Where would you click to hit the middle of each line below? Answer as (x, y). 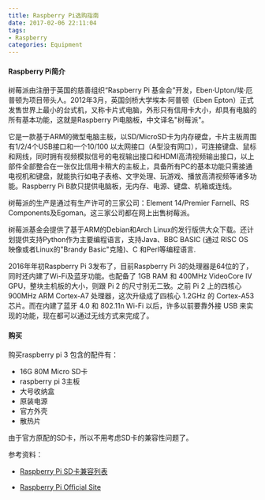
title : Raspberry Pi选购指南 (54, 15)
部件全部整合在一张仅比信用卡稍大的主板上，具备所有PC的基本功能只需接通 (131, 166)
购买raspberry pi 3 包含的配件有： (63, 354)
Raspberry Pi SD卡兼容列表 (63, 471)
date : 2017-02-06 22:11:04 (52, 23)
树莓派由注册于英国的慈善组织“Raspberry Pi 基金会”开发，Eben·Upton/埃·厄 (131, 90)
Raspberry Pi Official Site (60, 487)
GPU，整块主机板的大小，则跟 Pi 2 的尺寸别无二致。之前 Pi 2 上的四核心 (125, 286)
